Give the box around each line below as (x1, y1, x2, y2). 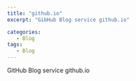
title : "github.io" (7, 10, 63, 17)
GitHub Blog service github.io (7, 66, 90, 74)
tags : (7, 42, 23, 48)
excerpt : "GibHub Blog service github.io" (7, 16, 130, 23)
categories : (7, 29, 41, 35)
